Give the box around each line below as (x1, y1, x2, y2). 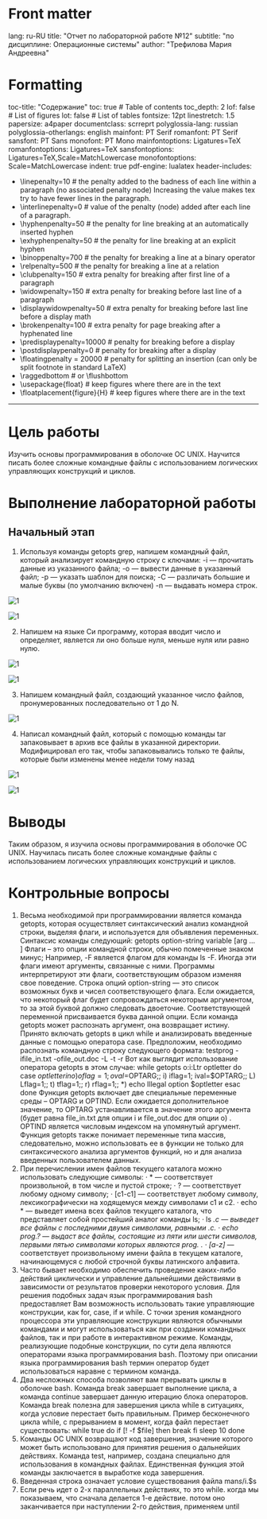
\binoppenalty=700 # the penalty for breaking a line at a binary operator (19, 252, 256, 262)
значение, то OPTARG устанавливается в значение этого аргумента (19, 1104, 251, 1114)
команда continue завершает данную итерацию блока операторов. (19, 1392, 249, 1401)
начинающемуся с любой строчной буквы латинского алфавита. (19, 1257, 241, 1266)
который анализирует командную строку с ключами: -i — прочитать (19, 555, 254, 564)
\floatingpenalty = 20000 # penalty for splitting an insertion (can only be (19, 354, 257, 363)
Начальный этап (8, 525, 95, 539)
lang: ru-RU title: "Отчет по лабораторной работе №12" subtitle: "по (8, 31, 234, 41)
